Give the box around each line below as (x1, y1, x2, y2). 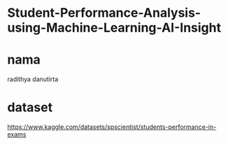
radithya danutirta (7, 75, 59, 83)
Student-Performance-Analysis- (7, 5, 201, 21)
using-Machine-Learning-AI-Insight (7, 20, 222, 36)
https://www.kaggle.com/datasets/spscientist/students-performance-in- (7, 123, 217, 131)
